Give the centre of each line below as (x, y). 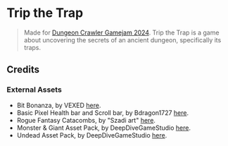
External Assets (34, 90)
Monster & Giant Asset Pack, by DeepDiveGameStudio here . (104, 128)
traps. (32, 47)
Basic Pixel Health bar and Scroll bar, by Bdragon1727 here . (103, 112)
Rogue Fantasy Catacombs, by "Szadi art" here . (86, 120)
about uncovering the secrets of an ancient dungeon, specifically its (122, 39)
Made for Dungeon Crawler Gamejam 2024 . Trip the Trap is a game (121, 32)
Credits (23, 69)
